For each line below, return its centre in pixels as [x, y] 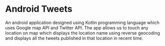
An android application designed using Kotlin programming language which [82, 23]
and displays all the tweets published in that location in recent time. [74, 38]
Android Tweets [39, 9]
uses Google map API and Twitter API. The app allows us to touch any [77, 27]
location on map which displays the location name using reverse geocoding [83, 33]
